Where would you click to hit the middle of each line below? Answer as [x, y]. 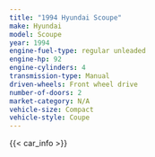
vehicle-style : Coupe [50, 118]
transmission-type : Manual [60, 76]
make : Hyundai [36, 26]
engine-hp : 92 [36, 59]
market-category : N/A [50, 101]
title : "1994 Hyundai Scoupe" [66, 17]
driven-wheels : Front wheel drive [74, 84]
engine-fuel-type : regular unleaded [77, 51]
